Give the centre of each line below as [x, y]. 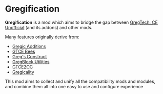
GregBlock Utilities [31, 62]
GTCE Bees [23, 51]
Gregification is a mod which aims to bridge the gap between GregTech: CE [81, 22]
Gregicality [23, 72]
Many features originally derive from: [42, 37]
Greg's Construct [30, 56]
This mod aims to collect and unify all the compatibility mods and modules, [80, 81]
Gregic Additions [29, 46]
